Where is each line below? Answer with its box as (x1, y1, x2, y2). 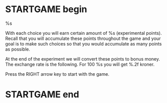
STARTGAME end (5, 89, 79, 100)
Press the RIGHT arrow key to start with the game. (5, 71, 109, 77)
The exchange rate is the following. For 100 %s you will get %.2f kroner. (5, 61, 155, 67)
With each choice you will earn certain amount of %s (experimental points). (5, 30, 162, 36)
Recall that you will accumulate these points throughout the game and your (5, 35, 161, 41)
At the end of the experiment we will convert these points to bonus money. (5, 56, 160, 62)
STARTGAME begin (5, 4, 87, 15)
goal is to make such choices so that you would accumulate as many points (5, 40, 162, 46)
